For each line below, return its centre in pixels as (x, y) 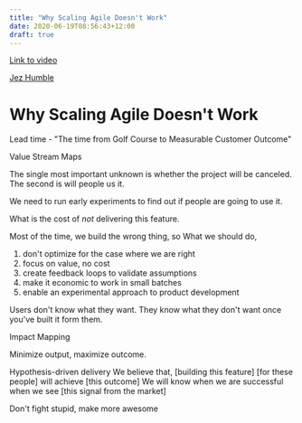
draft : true (32, 34)
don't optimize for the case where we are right (109, 254)
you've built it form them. (56, 320)
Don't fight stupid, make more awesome (84, 409)
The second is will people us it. (67, 184)
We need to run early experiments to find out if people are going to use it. (146, 202)
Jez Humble (32, 78)
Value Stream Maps (46, 157)
